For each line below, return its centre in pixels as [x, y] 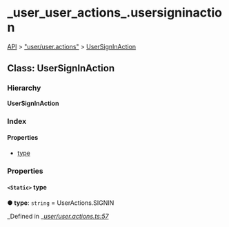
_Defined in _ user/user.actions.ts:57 [58, 216]
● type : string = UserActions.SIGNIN [61, 203]
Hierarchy [24, 88]
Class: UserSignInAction [61, 68]
